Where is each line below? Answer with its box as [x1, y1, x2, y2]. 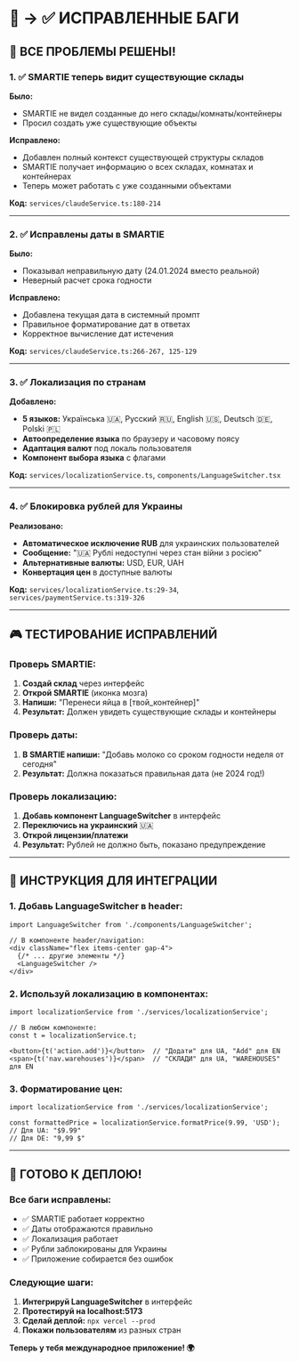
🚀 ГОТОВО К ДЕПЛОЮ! [9, 1166, 142, 1181]
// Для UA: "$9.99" [9, 1126, 82, 1135]
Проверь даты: [9, 729, 78, 741]
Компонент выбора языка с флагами [21, 453, 166, 463]
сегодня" [21, 758, 58, 769]
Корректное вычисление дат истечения [21, 328, 174, 339]
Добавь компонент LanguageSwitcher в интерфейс [21, 810, 221, 821]
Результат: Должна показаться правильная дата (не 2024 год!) [21, 768, 265, 778]
